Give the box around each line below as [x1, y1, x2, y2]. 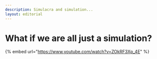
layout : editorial [5, 12, 43, 17]
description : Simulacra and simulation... [5, 7, 93, 12]
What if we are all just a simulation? [5, 33, 152, 44]
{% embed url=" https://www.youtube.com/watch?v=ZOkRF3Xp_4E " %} [5, 49, 150, 55]
